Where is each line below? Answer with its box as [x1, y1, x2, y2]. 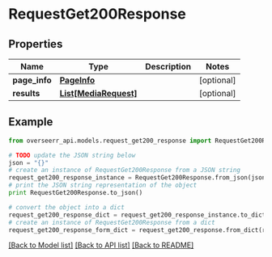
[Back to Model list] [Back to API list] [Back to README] [8, 240, 194, 251]
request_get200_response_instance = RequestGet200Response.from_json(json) [8, 174, 270, 182]
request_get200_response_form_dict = [8, 225, 136, 234]
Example [8, 115, 53, 129]
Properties [8, 37, 63, 51]
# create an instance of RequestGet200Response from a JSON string [8, 166, 241, 175]
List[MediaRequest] [59, 88, 138, 99]
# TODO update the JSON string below [8, 151, 136, 159]
